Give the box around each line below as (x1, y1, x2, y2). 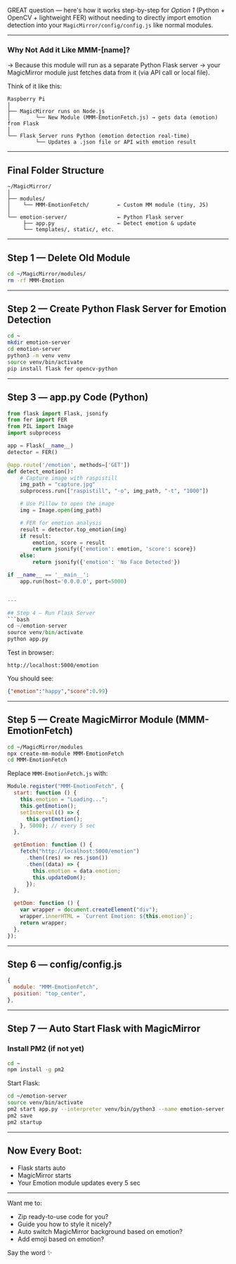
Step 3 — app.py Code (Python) (7, 392, 149, 404)
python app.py (7, 636, 49, 643)
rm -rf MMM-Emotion (7, 277, 65, 284)
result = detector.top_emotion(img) (20, 526, 128, 533)
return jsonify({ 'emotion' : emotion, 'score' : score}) (32, 546, 197, 553)
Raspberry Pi (7, 96, 46, 103)
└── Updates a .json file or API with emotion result (35, 138, 197, 146)
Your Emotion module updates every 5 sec (17, 1178, 140, 1187)
